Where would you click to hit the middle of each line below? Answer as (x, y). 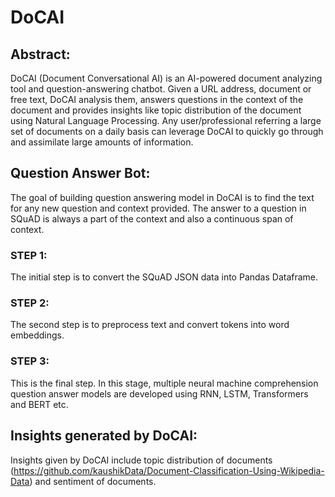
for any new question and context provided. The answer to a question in (158, 208)
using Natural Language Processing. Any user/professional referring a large (166, 120)
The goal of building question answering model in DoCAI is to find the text (162, 197)
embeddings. (37, 335)
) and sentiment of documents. (93, 481)
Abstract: (40, 54)
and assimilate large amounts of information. (102, 142)
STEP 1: (29, 255)
